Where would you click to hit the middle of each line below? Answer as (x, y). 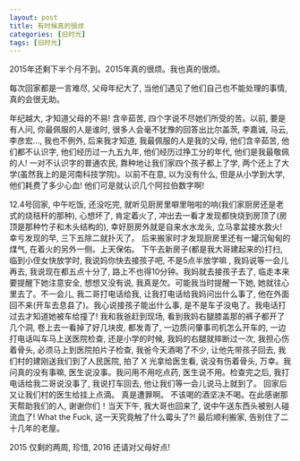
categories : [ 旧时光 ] (47, 34)
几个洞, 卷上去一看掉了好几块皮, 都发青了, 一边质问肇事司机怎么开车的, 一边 (148, 328)
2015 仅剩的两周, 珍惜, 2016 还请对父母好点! (90, 448)
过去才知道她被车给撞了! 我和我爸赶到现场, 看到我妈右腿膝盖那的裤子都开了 (147, 316)
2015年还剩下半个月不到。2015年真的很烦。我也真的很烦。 (117, 69)
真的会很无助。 (37, 99)
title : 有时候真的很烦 (47, 26)
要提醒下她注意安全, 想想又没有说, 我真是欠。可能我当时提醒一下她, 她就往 (146, 283)
